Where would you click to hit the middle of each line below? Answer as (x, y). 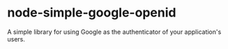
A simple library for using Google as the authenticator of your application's (114, 32)
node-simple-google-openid (92, 13)
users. (16, 39)
